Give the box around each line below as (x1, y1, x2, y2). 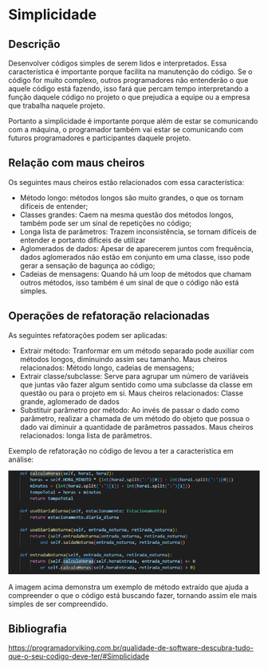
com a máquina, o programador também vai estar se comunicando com (8, 125, 244, 134)
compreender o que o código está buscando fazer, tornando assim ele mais (8, 590, 258, 600)
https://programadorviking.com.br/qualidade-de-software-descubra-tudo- (8, 643, 254, 653)
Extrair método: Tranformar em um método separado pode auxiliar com (19, 345, 254, 356)
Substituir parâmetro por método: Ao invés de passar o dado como (19, 405, 240, 415)
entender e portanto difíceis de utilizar (19, 235, 146, 245)
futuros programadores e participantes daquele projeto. (8, 133, 191, 143)
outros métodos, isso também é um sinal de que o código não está (19, 277, 239, 287)
